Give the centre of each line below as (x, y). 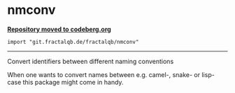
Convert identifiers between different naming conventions (91, 61)
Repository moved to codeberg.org (59, 29)
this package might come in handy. (73, 82)
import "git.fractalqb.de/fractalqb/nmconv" (73, 42)
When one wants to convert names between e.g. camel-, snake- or (104, 74)
